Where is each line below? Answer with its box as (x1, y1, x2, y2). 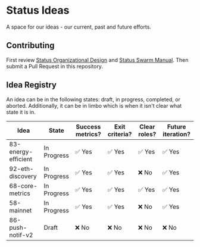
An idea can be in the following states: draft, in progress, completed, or (6, 96, 180, 103)
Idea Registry (6, 80, 57, 90)
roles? (138, 130, 157, 138)
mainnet (9, 206, 32, 214)
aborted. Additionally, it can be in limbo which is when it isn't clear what (6, 102, 182, 109)
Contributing (6, 40, 55, 51)
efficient (9, 155, 33, 163)
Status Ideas (6, 4, 70, 17)
